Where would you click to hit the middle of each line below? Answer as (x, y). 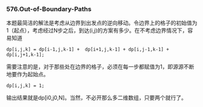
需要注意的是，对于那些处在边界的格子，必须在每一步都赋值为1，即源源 (95, 67)
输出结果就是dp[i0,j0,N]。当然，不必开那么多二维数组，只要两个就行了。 (96, 98)
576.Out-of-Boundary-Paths (49, 9)
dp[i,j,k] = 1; (25, 86)
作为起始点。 (33, 74)
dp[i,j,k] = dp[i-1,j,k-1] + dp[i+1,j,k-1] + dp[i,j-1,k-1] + (88, 50)
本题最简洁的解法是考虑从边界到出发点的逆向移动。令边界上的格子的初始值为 (102, 23)
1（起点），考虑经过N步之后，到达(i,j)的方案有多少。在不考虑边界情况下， (97, 31)
